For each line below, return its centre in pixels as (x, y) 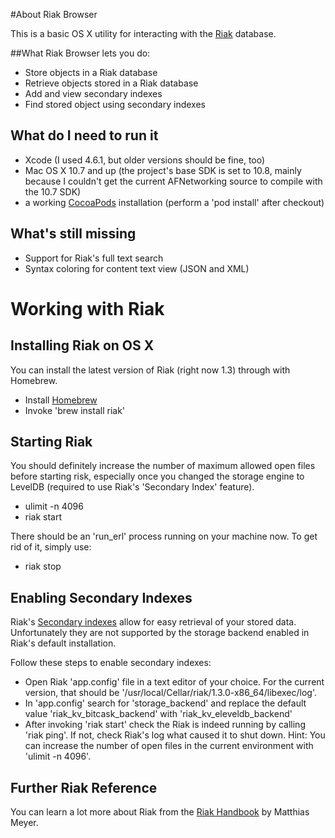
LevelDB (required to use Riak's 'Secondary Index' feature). (132, 487)
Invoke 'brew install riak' (75, 410)
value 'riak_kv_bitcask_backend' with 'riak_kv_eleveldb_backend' (158, 714)
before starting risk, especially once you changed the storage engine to (157, 476)
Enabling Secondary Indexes (101, 597)
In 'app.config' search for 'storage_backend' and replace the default (165, 703)
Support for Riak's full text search (94, 258)
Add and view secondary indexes (93, 93)
